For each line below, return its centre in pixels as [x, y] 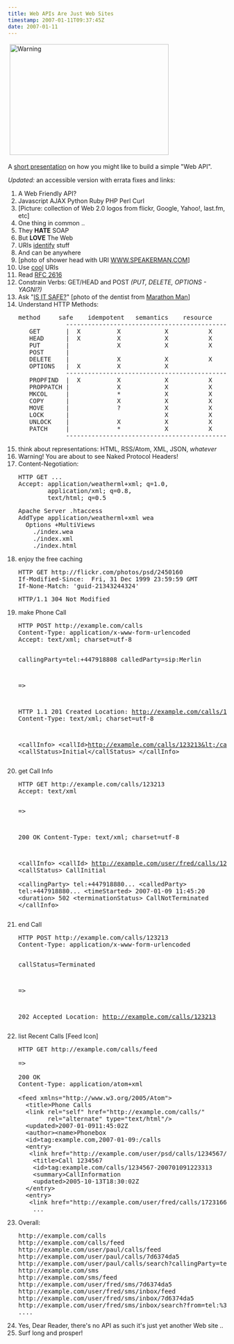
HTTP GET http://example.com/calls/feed [88, 1050]
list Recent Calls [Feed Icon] [58, 1036]
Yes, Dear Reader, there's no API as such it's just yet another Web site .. [121, 1326]
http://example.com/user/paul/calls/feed [90, 1250]
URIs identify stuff [44, 245]
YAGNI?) [30, 290]
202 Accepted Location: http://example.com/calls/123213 [117, 1017]
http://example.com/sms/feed [67, 1278]
